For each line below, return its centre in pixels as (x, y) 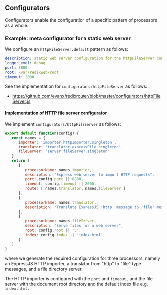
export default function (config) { (42, 133)
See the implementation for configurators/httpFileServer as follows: (76, 86)
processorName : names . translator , (61, 202)
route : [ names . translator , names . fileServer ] (75, 189)
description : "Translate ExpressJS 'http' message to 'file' (90, 207)
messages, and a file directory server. (44, 269)
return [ (21, 161)
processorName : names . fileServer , (61, 221)
